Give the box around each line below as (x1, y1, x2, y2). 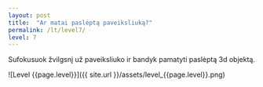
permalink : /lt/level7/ (8, 26, 86, 34)
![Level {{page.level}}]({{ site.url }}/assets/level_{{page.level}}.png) (8, 70, 225, 79)
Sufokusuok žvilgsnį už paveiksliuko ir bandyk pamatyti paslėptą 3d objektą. (8, 55, 255, 64)
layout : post (8, 11, 51, 20)
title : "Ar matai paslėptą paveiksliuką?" (8, 19, 153, 27)
